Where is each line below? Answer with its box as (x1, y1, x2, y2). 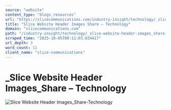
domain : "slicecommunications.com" (5, 26, 81, 31)
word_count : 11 (5, 45, 38, 50)
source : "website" (5, 7, 44, 13)
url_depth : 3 (5, 41, 33, 46)
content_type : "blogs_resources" (5, 12, 76, 17)
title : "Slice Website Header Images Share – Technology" (5, 21, 131, 27)
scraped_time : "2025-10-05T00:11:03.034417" (5, 36, 101, 41)
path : (5, 31, 17, 36)
